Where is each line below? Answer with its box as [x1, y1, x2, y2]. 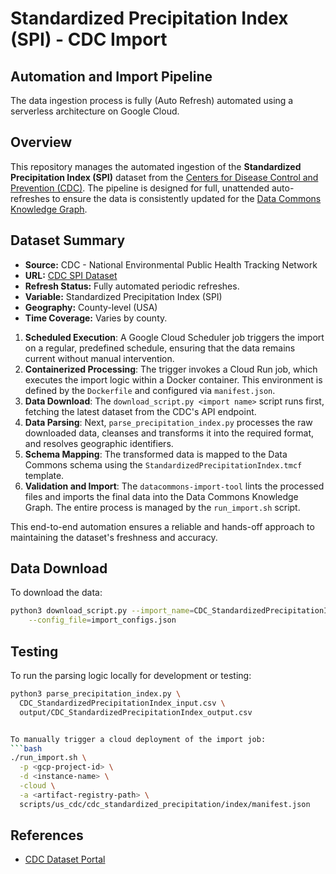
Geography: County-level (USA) [24, 301, 158, 313]
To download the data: [10, 587, 103, 599]
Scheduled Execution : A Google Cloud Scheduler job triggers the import [24, 331, 325, 343]
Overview [10, 134, 73, 151]
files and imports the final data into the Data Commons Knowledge [24, 490, 299, 502]
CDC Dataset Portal [24, 853, 106, 866]
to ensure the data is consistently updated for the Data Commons [51, 192, 322, 204]
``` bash [10, 743, 43, 754]
